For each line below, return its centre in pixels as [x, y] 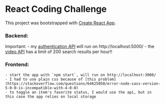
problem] [107, 79]
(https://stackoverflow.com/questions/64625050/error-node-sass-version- [83, 83]
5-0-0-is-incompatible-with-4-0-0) [42, 88]
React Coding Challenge [56, 9]
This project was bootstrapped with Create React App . [61, 23]
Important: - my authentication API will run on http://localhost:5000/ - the [80, 47]
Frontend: [17, 64]
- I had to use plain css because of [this [51, 79]
